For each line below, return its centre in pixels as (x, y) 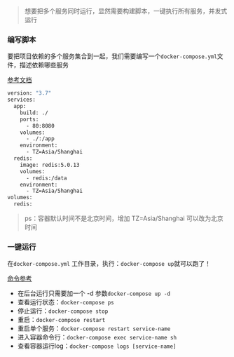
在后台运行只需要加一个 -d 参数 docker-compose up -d (94, 293)
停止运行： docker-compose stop (63, 311)
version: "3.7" (29, 93)
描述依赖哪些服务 (44, 65)
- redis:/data (47, 178)
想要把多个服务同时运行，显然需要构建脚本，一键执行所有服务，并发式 (126, 11)
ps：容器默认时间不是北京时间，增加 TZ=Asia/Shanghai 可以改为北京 (124, 218)
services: (22, 100)
